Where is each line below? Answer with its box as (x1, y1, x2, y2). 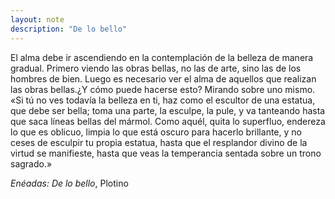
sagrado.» (10, 157, 53, 170)
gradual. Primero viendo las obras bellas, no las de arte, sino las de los (10, 62, 302, 74)
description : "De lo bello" (10, 24, 128, 34)
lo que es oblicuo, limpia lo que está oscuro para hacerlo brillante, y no (10, 126, 302, 138)
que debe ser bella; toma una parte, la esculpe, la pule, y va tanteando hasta (10, 104, 326, 116)
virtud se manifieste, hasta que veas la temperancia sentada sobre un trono (10, 147, 322, 159)
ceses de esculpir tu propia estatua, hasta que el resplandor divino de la (10, 136, 308, 148)
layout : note (10, 14, 65, 25)
